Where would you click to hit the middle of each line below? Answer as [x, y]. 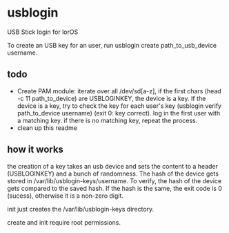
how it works [36, 150]
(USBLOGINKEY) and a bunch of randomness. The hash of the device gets [113, 174]
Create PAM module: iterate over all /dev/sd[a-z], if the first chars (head [119, 91]
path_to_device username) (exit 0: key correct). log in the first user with [119, 113]
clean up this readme [47, 128]
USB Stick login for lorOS [43, 32]
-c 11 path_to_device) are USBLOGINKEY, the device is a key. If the [111, 98]
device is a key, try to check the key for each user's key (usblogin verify [119, 106]
